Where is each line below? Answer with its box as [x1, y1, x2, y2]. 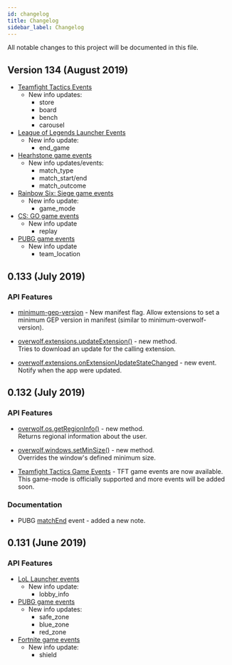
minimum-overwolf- [148, 315, 207, 324]
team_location [38, 250, 80, 258]
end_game [38, 143, 70, 152]
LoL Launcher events [17, 574, 80, 583]
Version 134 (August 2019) [7, 64, 129, 76]
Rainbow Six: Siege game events [17, 189, 114, 198]
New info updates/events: [28, 158, 105, 168]
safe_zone [38, 612, 70, 621]
